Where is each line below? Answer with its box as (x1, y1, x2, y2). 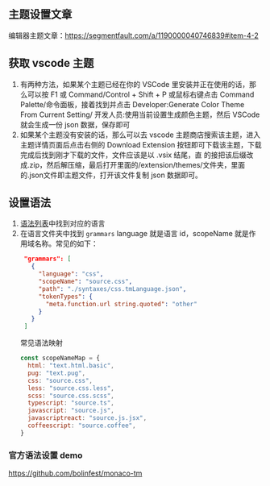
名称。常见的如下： (34, 239, 98, 248)
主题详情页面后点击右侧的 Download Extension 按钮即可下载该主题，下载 (19, 139, 262, 149)
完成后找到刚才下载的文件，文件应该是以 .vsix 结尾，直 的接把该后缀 (19, 150, 247, 160)
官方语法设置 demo (8, 450, 83, 461)
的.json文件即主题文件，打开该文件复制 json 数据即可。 (19, 170, 203, 180)
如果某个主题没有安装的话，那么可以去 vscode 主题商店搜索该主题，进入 (19, 130, 261, 139)
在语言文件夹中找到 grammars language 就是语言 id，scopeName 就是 (19, 229, 250, 239)
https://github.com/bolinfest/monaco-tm (8, 468, 143, 478)
